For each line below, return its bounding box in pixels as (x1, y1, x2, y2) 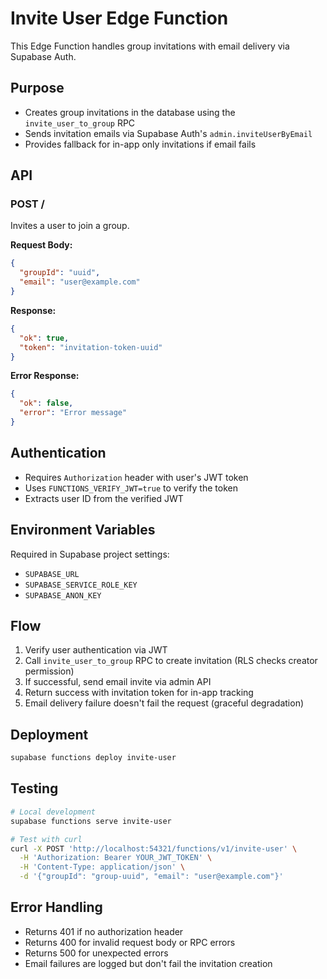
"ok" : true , (19, 333, 70, 343)
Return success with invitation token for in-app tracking (24, 687, 254, 699)
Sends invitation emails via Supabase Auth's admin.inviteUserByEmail (24, 127, 313, 139)
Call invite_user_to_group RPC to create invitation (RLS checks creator (24, 655, 318, 667)
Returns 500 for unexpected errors (24, 947, 169, 959)
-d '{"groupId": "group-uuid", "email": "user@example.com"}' (19, 872, 284, 882)
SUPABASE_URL (24, 569, 80, 579)
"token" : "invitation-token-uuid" (19, 342, 163, 352)
